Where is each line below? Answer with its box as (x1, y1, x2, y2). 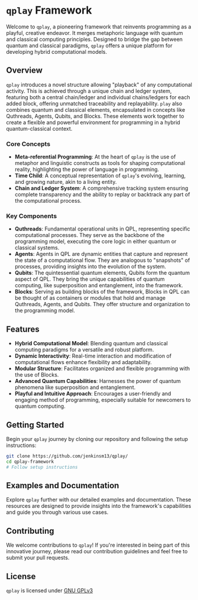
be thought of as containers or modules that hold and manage (14, 294, 166, 301)
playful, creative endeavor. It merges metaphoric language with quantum (6, 29, 183, 36)
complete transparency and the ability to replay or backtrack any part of (14, 191, 190, 198)
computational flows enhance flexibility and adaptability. (14, 359, 152, 366)
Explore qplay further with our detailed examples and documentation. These (6, 496, 191, 503)
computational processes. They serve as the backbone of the (14, 232, 165, 239)
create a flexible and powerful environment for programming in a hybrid (6, 119, 180, 126)
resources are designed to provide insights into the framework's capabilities (6, 502, 191, 510)
